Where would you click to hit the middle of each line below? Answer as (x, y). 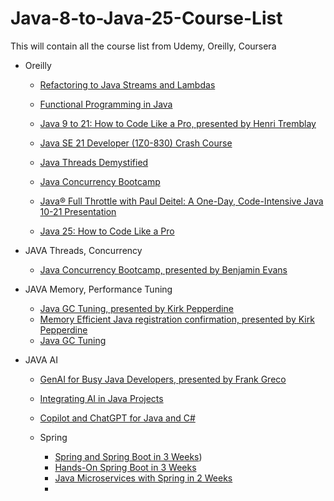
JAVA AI (41, 359)
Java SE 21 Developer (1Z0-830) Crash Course (136, 143)
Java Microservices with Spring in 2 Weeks (143, 478)
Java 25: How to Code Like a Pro (107, 231)
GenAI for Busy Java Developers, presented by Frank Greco (163, 379)
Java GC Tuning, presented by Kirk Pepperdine (136, 308)
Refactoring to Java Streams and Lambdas (127, 84)
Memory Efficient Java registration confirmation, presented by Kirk (177, 319)
